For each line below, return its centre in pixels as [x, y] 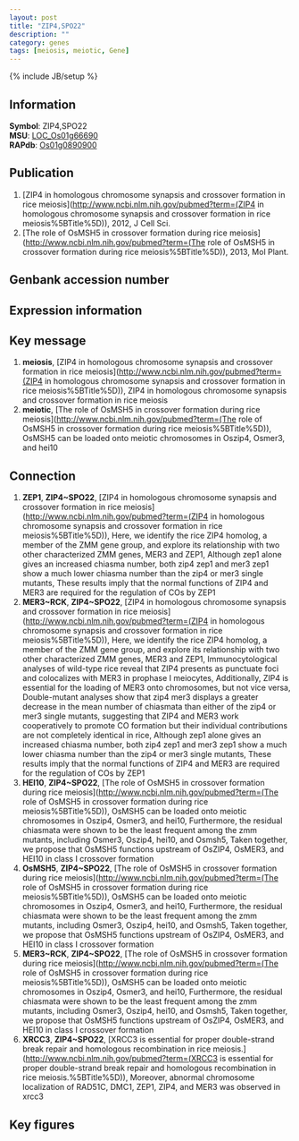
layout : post [33, 17]
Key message [48, 341]
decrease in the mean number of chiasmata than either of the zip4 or [149, 707]
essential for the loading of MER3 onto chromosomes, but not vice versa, [156, 688]
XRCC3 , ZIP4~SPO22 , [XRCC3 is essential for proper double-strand [148, 1040]
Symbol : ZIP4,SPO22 [48, 125]
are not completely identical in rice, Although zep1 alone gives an [141, 736]
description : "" [39, 34]
